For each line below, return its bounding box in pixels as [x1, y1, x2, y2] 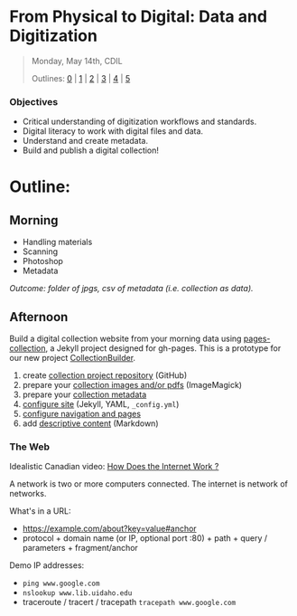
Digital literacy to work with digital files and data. [22, 126, 204, 137]
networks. [9, 488, 47, 499]
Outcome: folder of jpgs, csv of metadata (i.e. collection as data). [9, 283, 255, 294]
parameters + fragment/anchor [22, 543, 138, 554]
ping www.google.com [22, 579, 100, 589]
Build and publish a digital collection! [22, 145, 160, 156]
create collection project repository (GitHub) [22, 370, 188, 381]
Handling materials [22, 237, 93, 248]
